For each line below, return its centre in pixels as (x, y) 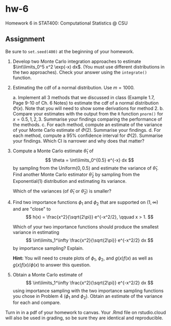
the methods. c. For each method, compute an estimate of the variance (87, 124)
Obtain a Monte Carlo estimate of (47, 274)
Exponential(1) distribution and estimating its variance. (69, 181)
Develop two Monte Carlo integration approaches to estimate (77, 61)
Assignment (25, 39)
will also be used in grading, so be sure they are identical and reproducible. (84, 318)
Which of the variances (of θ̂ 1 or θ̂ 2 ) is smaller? (62, 192)
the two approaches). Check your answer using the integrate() (80, 72)
